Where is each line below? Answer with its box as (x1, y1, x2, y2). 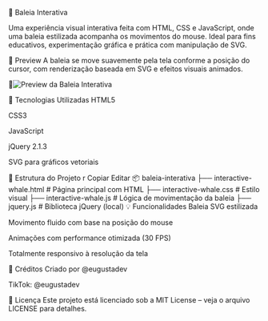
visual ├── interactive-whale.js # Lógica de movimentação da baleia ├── (8, 193, 252, 203)
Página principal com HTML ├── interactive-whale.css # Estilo (52, 185, 260, 194)
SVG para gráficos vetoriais (8, 157, 99, 167)
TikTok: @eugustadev (8, 280, 80, 289)
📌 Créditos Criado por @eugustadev (8, 264, 128, 274)
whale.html (8, 185, 45, 194)
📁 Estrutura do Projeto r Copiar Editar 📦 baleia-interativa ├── (8, 173, 213, 183)
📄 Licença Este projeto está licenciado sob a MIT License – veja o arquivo (8, 295, 250, 304)
